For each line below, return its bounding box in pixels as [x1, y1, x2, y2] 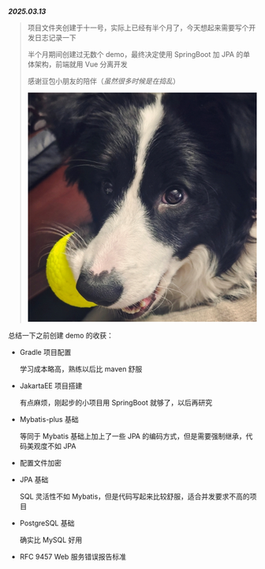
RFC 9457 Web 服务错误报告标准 [19, 552, 126, 562]
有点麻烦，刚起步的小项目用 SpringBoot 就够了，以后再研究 [19, 398, 213, 408]
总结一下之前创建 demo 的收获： [8, 331, 114, 341]
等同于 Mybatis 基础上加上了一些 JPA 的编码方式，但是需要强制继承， [19, 431, 246, 441]
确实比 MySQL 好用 [19, 535, 83, 545]
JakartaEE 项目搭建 [19, 381, 83, 390]
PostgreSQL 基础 [19, 518, 75, 528]
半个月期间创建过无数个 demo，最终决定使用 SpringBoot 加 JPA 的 [27, 50, 244, 58]
